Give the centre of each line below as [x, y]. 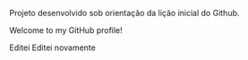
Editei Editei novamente [52, 47]
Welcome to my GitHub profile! [66, 30]
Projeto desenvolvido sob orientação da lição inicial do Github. [124, 13]
